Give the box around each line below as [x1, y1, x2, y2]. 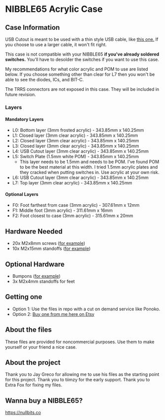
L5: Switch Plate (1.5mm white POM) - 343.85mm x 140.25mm [12, 154, 139, 160]
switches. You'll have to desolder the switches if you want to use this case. [5, 57, 160, 62]
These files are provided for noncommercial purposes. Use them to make [5, 339, 155, 345]
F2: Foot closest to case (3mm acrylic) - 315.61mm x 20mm [12, 213, 133, 219]
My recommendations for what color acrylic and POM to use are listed [5, 66, 149, 72]
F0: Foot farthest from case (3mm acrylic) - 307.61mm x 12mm [12, 202, 140, 208]
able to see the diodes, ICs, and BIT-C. [5, 77, 84, 82]
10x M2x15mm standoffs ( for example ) [12, 245, 91, 251]
